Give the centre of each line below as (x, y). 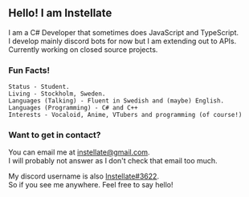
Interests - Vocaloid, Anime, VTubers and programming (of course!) (125, 115)
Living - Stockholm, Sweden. (57, 94)
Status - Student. (39, 87)
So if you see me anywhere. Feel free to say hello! (91, 185)
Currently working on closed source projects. (83, 49)
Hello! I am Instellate (60, 13)
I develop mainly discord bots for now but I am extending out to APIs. (122, 41)
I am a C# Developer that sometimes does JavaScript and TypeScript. (124, 32)
